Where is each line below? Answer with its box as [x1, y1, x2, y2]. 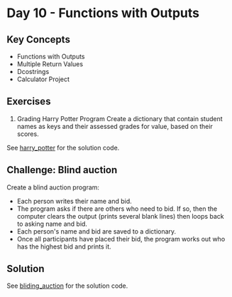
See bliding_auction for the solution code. [6, 281, 128, 290]
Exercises [6, 95, 51, 108]
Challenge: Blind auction [6, 164, 118, 176]
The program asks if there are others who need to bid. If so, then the [16, 204, 218, 213]
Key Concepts [6, 33, 70, 46]
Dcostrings [16, 68, 50, 75]
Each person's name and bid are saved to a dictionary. [16, 226, 177, 236]
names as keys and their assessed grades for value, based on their [16, 122, 214, 130]
